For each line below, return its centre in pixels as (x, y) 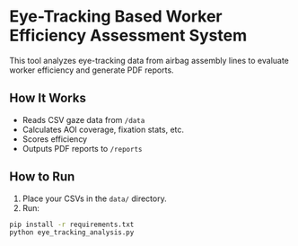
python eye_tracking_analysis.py (72, 233)
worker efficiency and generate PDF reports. (92, 70)
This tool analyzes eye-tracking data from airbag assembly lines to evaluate (149, 60)
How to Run (42, 177)
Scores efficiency (55, 139)
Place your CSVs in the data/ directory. (95, 198)
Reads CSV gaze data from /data (83, 119)
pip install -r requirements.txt (72, 224)
